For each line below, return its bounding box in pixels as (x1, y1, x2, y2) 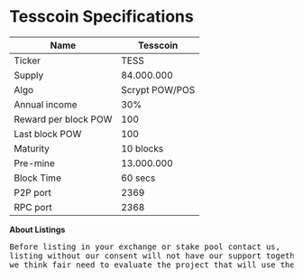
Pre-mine (14, 156, 56, 169)
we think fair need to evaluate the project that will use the (9, 259, 295, 270)
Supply (14, 69, 44, 81)
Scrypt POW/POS (121, 83, 196, 96)
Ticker (14, 54, 41, 67)
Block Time (14, 172, 61, 184)
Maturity (14, 142, 50, 154)
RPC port (14, 200, 52, 213)
